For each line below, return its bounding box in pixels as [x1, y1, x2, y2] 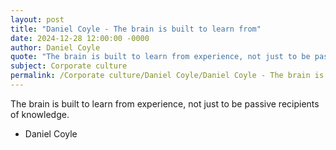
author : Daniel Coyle [10, 42, 101, 53]
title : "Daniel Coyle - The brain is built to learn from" [10, 24, 262, 34]
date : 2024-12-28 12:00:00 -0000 [10, 33, 150, 43]
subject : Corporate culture [10, 61, 128, 71]
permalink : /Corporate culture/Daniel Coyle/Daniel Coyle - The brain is [10, 71, 325, 81]
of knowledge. [10, 108, 70, 120]
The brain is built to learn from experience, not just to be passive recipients [10, 97, 320, 110]
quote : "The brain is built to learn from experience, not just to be [10, 52, 311, 62]
